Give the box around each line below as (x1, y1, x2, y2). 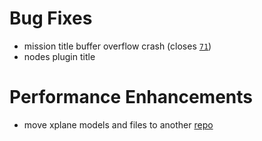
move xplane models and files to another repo (23, 118, 214, 131)
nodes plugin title (23, 50, 96, 62)
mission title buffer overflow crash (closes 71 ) (23, 40, 212, 52)
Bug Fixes (9, 7, 93, 30)
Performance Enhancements (9, 86, 253, 109)
